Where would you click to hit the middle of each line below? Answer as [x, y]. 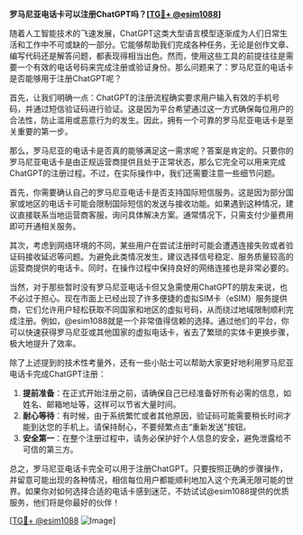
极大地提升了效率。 [45, 343]
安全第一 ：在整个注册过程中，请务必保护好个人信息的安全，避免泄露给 [153, 438]
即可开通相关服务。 [45, 226]
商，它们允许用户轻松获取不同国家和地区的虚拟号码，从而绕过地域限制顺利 [147, 309]
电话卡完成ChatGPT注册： [58, 374]
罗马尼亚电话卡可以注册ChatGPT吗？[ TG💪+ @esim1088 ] [115, 14]
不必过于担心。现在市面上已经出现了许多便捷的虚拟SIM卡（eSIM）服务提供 [148, 298]
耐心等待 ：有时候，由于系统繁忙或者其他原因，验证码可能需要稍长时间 [153, 415]
